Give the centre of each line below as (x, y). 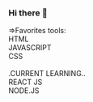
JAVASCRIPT (30, 48)
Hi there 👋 (28, 13)
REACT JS (25, 82)
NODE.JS (24, 91)
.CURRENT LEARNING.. (47, 74)
